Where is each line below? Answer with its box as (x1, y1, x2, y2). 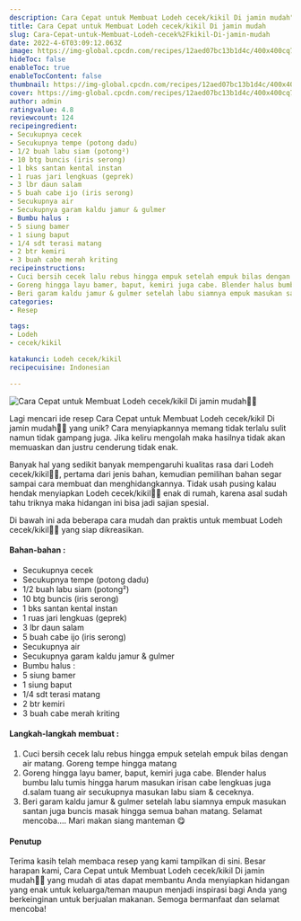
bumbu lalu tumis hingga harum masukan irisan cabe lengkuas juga (21, 777, 271, 788)
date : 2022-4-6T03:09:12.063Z (9, 38, 123, 48)
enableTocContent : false (9, 72, 102, 81)
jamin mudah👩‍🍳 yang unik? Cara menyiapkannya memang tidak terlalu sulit (9, 422, 287, 433)
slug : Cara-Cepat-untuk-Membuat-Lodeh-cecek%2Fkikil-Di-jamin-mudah (9, 30, 271, 39)
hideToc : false (9, 55, 66, 64)
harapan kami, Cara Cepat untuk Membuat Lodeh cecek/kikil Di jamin (9, 865, 265, 876)
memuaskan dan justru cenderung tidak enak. (9, 441, 179, 452)
